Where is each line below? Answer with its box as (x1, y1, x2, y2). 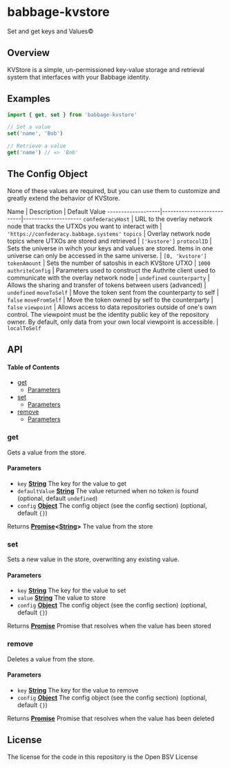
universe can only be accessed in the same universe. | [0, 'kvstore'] (7, 251, 207, 259)
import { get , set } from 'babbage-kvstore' (7, 111, 137, 118)
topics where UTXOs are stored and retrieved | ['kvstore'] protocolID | (7, 237, 212, 245)
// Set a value (7, 124, 51, 131)
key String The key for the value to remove (17, 686, 139, 694)
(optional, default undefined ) (17, 494, 98, 502)
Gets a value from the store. (7, 448, 86, 457)
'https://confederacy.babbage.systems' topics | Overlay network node (7, 229, 211, 237)
